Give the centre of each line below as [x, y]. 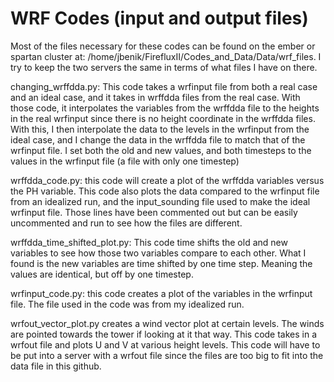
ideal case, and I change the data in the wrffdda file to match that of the [158, 139]
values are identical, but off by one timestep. [102, 274]
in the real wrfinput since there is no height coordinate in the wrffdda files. [163, 118]
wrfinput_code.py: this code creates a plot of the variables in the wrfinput [161, 293]
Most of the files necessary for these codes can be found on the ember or [163, 46]
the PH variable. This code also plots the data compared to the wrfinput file [165, 191]
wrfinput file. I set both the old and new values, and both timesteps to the [161, 150]
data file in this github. [56, 366]
